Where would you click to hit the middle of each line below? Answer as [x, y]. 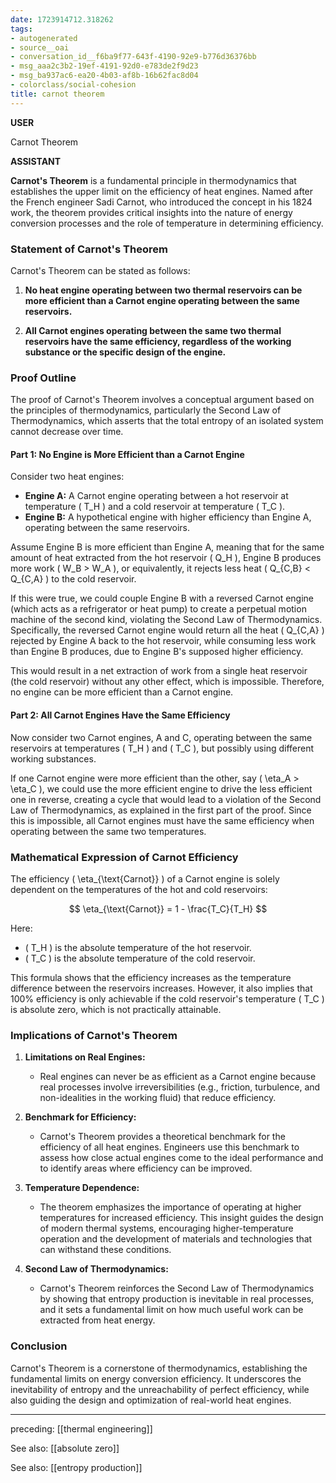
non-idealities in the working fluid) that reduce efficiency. [158, 1098]
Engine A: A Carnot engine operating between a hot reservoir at [156, 496]
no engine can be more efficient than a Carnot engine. [122, 692]
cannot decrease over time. [67, 432]
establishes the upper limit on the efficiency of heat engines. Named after [162, 191]
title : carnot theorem [57, 94]
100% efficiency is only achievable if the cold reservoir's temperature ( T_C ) [167, 998]
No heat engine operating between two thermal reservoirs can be [163, 290]
